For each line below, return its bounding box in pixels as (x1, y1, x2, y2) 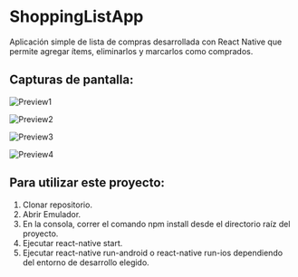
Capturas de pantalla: (9, 72, 134, 88)
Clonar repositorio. (22, 199, 93, 210)
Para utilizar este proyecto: (9, 175, 166, 191)
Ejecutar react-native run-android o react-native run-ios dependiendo (22, 247, 284, 258)
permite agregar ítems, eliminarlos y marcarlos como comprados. (9, 45, 254, 56)
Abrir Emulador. (22, 208, 82, 219)
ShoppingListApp (9, 6, 144, 27)
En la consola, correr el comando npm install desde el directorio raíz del (22, 218, 291, 229)
